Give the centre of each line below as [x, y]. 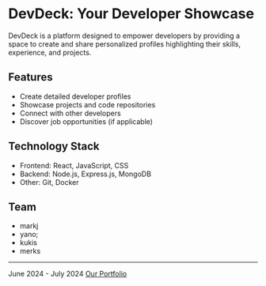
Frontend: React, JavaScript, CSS [74, 165]
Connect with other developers [70, 113]
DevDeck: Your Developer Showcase [131, 14]
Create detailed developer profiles [75, 96]
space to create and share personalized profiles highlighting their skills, [125, 43]
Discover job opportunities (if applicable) [86, 121]
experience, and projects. [50, 52]
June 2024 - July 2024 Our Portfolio [68, 274]
